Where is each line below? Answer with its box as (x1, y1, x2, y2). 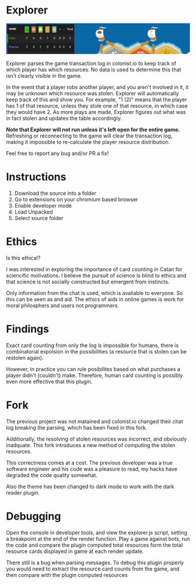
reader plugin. (6, 489, 40, 496)
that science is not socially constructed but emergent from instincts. (6, 278, 170, 285)
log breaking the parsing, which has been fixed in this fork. (6, 424, 148, 431)
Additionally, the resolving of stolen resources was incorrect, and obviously (6, 435, 187, 442)
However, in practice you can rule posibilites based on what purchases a (6, 365, 181, 372)
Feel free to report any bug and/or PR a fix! (6, 150, 109, 157)
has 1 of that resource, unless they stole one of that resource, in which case (6, 102, 188, 109)
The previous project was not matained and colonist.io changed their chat (6, 418, 184, 425)
